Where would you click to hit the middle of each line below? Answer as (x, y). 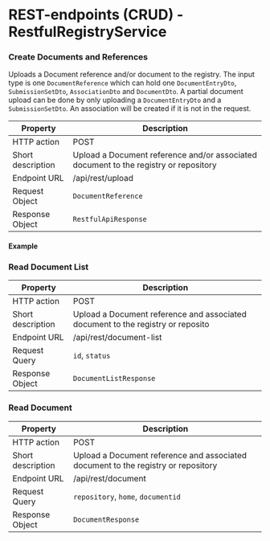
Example (23, 246)
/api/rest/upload (103, 178)
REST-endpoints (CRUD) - (96, 15)
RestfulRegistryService (88, 32)
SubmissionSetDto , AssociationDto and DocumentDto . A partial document (126, 92)
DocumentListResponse (114, 379)
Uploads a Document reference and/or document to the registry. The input (132, 75)
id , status (92, 355)
